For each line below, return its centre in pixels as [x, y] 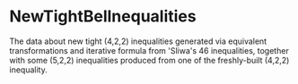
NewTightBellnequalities [103, 17]
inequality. [28, 70]
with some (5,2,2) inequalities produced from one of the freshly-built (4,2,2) [149, 60]
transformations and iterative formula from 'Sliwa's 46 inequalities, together [149, 50]
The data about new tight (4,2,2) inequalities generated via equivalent [138, 41]
